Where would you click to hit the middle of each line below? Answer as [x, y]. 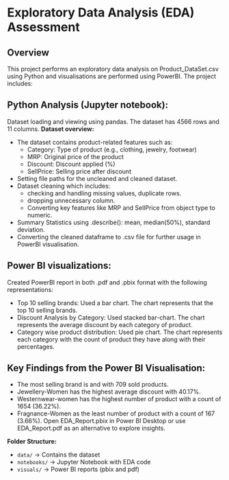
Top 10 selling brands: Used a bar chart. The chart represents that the [115, 302]
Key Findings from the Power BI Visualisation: [106, 368]
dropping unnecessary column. [71, 200]
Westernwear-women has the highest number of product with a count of [119, 399]
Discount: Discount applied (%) [71, 164]
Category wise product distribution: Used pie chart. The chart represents [120, 332]
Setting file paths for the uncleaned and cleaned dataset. [97, 178]
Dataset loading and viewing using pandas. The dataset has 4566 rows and [113, 121]
